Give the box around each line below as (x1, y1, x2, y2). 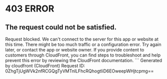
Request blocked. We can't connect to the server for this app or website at (5, 36, 159, 42)
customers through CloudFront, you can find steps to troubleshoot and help (5, 52, 161, 58)
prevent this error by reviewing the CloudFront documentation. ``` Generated (5, 57, 162, 63)
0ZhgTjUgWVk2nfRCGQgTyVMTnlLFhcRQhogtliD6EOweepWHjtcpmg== (5, 68, 154, 74)
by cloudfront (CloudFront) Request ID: (5, 63, 85, 68)
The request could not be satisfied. (5, 23, 116, 31)
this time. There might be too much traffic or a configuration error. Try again (5, 41, 161, 47)
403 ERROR (5, 3, 54, 14)
